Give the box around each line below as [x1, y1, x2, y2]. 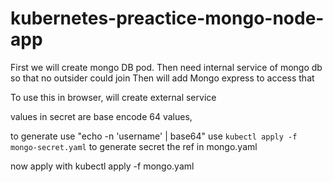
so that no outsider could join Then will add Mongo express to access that [10, 72, 315, 84]
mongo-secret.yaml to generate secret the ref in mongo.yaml [10, 140, 258, 152]
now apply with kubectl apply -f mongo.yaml [10, 160, 195, 172]
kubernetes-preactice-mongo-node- [10, 7, 325, 30]
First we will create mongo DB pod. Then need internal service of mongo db [10, 61, 323, 73]
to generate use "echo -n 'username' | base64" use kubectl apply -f [10, 130, 298, 142]
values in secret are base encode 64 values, [10, 110, 193, 122]
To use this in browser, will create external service [10, 91, 217, 103]
